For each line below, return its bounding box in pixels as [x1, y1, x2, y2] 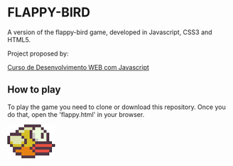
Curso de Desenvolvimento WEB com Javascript [7, 63, 149, 71]
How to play [7, 83, 61, 96]
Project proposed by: [7, 49, 69, 58]
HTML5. [7, 35, 31, 43]
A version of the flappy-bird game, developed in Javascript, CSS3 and [7, 28, 212, 36]
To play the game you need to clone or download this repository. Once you [7, 103, 226, 111]
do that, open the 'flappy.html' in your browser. [7, 110, 145, 118]
